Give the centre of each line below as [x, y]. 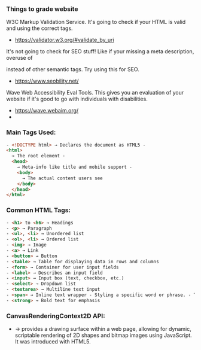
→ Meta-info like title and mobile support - [75, 167]
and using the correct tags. [39, 28]
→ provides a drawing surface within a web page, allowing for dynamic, [103, 329]
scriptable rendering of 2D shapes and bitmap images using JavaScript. [103, 335]
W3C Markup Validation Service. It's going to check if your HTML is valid [96, 22]
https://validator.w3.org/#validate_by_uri [65, 40]
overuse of [19, 58]
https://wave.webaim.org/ [47, 111]
